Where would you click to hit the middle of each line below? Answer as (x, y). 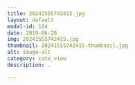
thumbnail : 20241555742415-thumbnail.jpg (68, 46)
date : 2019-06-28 (32, 33)
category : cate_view (37, 59)
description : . (29, 65)
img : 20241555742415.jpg (43, 39)
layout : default (30, 20)
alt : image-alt (29, 53)
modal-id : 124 (28, 26)
